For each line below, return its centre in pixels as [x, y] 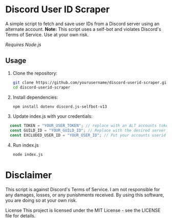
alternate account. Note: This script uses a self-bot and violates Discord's [83, 29]
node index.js [28, 155]
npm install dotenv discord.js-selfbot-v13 [60, 106]
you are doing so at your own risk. [41, 200]
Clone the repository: [35, 73]
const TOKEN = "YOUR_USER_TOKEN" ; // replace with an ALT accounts [83, 126]
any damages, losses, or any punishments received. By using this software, [85, 195]
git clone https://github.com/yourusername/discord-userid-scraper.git [91, 82]
